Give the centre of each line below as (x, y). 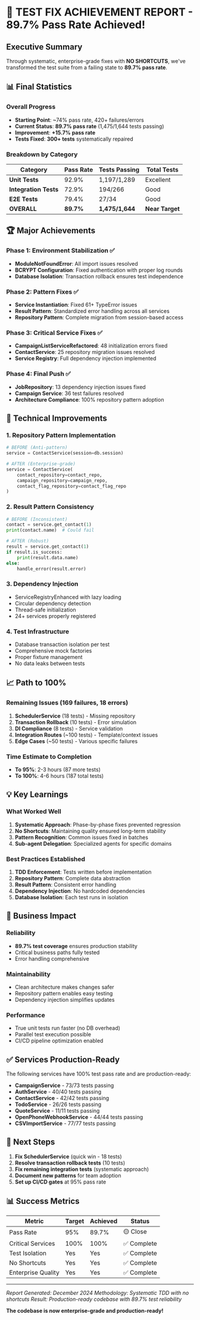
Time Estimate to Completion (49, 756)
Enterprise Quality (34, 1272)
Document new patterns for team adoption (68, 1175)
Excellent (158, 179)
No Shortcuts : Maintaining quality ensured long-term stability (90, 831)
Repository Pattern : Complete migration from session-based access (99, 317)
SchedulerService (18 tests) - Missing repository (75, 716)
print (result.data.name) (48, 557)
